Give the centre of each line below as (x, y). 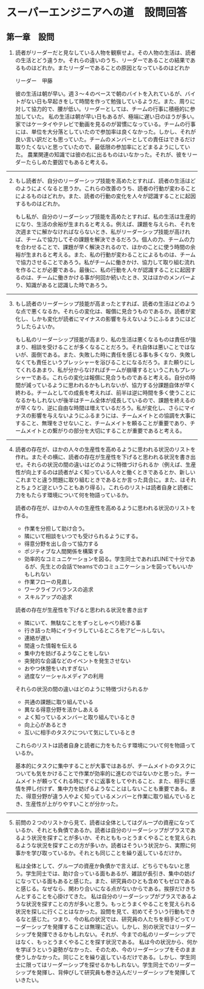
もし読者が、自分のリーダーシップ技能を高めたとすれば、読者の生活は (103, 181)
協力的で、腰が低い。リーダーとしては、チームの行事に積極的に (110, 109)
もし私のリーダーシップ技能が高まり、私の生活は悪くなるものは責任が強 (105, 339)
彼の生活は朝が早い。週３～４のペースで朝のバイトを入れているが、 (100, 94)
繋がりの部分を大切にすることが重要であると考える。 (119, 431)
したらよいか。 (39, 327)
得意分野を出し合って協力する (61, 543)
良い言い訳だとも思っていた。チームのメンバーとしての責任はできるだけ (105, 139)
